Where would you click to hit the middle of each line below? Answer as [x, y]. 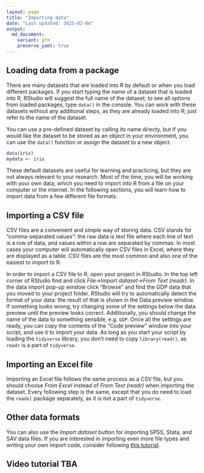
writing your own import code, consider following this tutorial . [83, 445]
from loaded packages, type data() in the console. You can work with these [101, 105]
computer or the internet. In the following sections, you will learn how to [96, 190]
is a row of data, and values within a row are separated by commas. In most [101, 243]
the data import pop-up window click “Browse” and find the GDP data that [99, 287]
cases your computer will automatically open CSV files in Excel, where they [100, 249]
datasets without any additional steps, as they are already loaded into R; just [101, 111]
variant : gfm [34, 40]
